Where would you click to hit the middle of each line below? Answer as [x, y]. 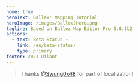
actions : [17, 34]
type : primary [34, 51]
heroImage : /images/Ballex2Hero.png [52, 23]
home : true [20, 12]
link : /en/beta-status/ [47, 46]
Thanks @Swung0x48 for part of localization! [77, 73]
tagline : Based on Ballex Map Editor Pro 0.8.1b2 [69, 29]
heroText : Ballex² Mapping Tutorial [52, 17]
